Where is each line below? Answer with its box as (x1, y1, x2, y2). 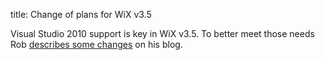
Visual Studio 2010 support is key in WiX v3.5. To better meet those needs (10, 28, 315, 39)
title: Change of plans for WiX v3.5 (10, 9, 152, 20)
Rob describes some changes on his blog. (10, 39, 183, 50)
